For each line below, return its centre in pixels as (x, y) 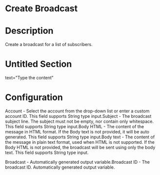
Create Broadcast (41, 9)
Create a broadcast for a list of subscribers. (49, 44)
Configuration (34, 98)
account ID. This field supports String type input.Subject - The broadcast (78, 116)
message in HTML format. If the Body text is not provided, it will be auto (77, 132)
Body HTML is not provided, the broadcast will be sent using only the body (80, 147)
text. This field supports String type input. (47, 153)
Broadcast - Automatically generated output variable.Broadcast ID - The (78, 162)
